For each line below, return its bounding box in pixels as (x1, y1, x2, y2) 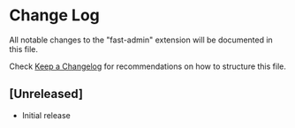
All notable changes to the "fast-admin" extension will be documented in (9, 34, 274, 45)
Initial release (21, 109, 71, 120)
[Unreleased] (9, 87, 84, 102)
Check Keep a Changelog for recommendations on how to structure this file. (9, 61, 287, 72)
